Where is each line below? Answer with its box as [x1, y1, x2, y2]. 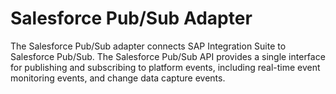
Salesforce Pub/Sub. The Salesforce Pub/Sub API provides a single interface [10, 50, 326, 62]
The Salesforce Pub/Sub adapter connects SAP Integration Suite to [10, 40, 287, 52]
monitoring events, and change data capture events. [10, 72, 226, 84]
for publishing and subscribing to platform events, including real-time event [10, 61, 321, 73]
